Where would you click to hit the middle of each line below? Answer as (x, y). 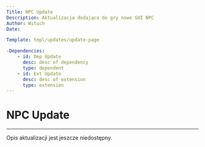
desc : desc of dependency (55, 62)
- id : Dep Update (39, 57)
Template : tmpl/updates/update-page (53, 40)
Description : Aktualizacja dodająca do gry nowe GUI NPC (80, 18)
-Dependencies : (26, 51)
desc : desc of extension (54, 79)
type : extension (43, 85)
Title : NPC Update (30, 12)
